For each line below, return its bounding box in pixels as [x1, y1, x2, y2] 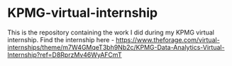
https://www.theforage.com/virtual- [116, 35, 220, 44]
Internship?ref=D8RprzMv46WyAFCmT [7, 51, 122, 59]
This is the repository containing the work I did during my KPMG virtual [7, 28, 215, 37]
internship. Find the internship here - [7, 35, 115, 44]
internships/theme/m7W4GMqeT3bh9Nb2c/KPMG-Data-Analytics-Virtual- [7, 43, 225, 51]
